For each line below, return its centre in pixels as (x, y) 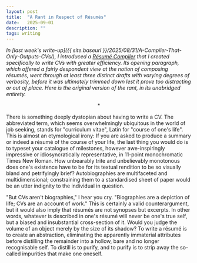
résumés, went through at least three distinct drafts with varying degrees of (98, 75)
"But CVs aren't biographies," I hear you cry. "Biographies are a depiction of (98, 198)
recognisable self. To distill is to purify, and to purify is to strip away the (92, 248)
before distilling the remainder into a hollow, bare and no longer (83, 241)
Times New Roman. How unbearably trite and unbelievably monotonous (93, 161)
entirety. (16, 94)
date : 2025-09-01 (30, 22)
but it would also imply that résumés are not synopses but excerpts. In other (98, 210)
